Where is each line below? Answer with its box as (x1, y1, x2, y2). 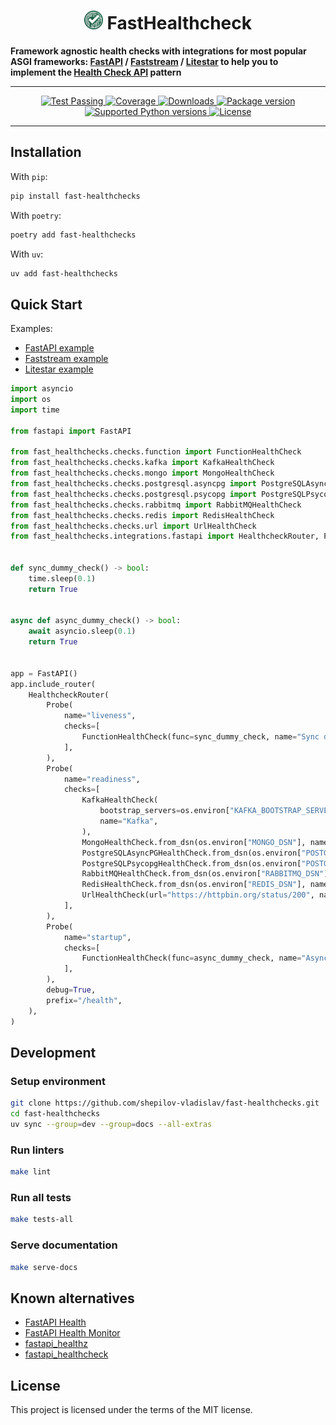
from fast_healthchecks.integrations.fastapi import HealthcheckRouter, (10, 531, 320, 542)
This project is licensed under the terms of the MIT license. (10, 1404, 253, 1416)
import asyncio (10, 384, 74, 394)
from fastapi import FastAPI (10, 426, 132, 436)
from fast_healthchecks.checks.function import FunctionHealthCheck (10, 447, 302, 457)
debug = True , (46, 985, 97, 995)
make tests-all (10, 1215, 74, 1225)
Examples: (10, 323, 53, 335)
